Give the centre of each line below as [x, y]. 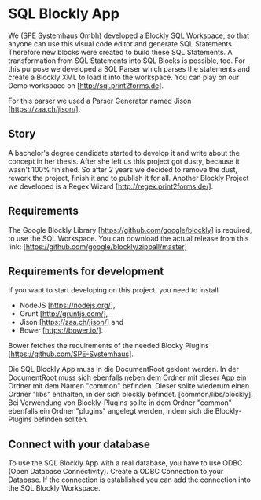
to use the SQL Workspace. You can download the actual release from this [129, 238]
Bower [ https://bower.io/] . [61, 330]
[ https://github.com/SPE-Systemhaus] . [71, 354]
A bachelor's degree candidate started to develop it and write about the [124, 153]
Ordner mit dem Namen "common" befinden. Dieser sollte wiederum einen [129, 386]
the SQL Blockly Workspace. [54, 488]
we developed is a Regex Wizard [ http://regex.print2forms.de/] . [111, 186]
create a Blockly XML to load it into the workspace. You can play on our [124, 77]
